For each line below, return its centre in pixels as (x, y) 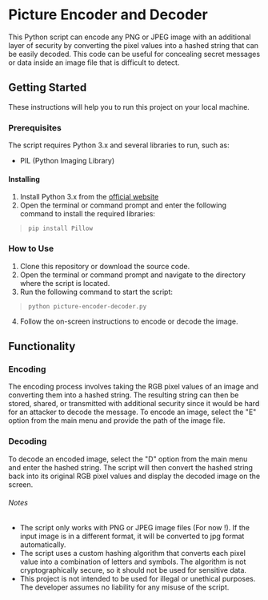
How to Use (31, 248)
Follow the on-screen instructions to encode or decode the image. (129, 321)
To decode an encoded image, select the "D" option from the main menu (128, 459)
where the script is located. (65, 283)
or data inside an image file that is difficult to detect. (94, 62)
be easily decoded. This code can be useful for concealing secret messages (134, 54)
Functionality (42, 346)
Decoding (28, 441)
